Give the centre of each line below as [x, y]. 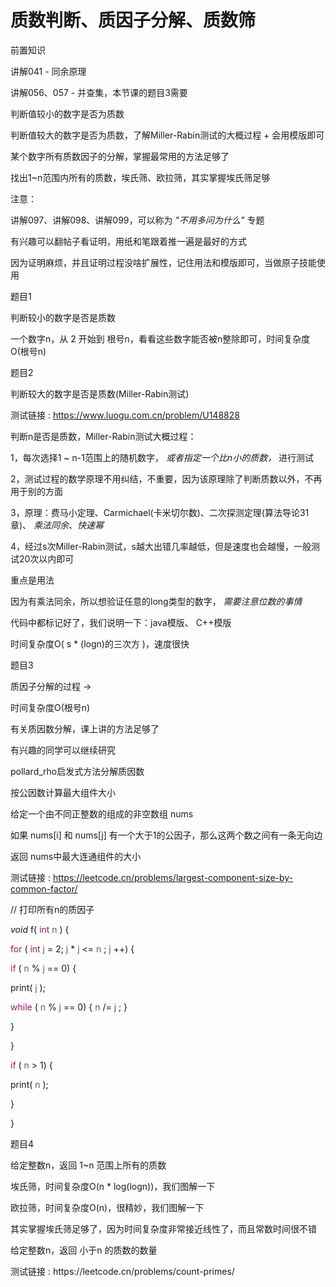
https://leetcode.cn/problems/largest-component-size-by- [173, 877]
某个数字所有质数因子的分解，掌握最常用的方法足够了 [120, 156]
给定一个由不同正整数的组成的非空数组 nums [102, 813]
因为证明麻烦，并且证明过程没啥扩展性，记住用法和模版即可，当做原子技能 [163, 262]
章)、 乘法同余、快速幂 [57, 525]
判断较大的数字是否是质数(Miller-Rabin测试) [100, 393]
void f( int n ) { [40, 929]
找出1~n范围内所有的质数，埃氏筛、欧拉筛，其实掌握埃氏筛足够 [140, 177]
